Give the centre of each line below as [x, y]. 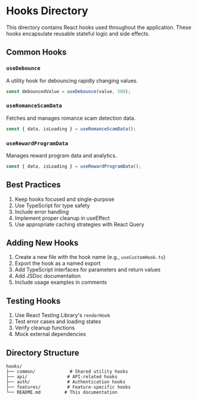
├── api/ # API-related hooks [62, 377]
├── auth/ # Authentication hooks [66, 382]
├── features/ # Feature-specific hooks [69, 387]
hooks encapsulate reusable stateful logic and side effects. [78, 33]
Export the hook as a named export [58, 263]
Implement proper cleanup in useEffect [62, 218]
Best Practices [33, 185]
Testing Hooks [33, 301]
